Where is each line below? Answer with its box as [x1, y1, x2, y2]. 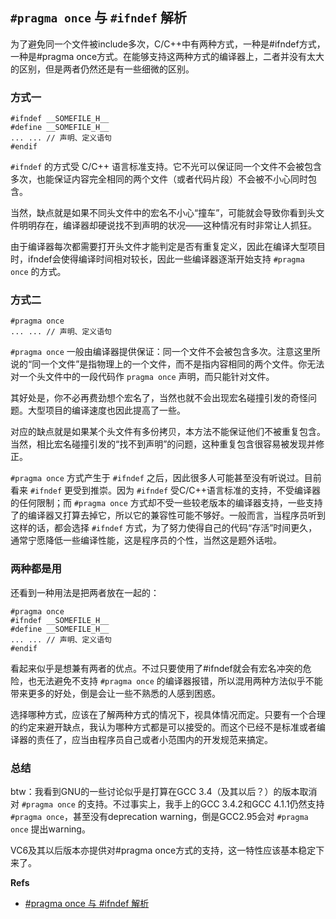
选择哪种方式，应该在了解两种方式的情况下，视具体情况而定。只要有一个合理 [10, 708, 326, 720]
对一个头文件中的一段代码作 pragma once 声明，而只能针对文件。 [10, 371, 275, 383]
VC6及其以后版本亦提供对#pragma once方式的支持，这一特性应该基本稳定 [10, 844, 317, 856]
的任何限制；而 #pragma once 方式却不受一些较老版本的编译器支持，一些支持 [10, 497, 323, 509]
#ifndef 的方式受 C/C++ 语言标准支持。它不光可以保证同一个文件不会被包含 [10, 161, 322, 173]
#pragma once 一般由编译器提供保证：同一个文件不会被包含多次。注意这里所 [10, 346, 321, 358]
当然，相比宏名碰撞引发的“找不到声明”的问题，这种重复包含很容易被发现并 [10, 438, 317, 450]
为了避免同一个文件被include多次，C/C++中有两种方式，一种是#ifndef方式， [10, 38, 326, 50]
